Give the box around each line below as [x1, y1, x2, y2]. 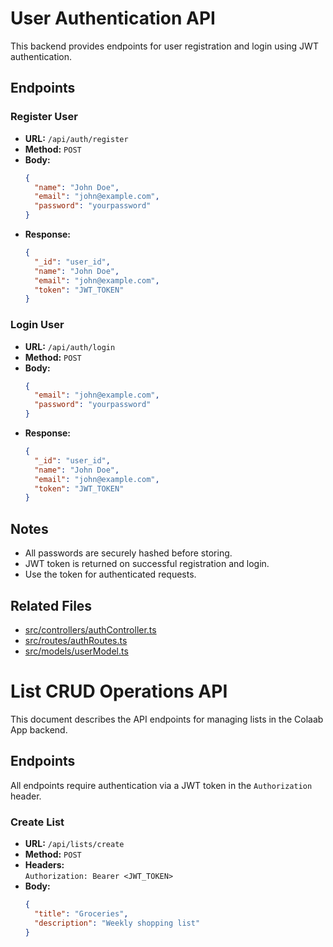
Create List [10, 815, 65, 829]
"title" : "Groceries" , [34, 908, 129, 919]
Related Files [10, 597, 93, 614]
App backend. [10, 723, 68, 736]
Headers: [24, 858, 65, 871]
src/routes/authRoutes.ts [24, 634, 128, 646]
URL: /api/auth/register [24, 132, 129, 144]
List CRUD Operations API [10, 680, 228, 703]
